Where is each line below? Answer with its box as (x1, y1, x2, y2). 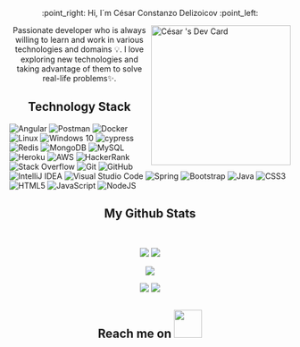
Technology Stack (28, 99, 131, 114)
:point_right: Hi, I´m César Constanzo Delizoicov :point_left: (41, 8, 259, 18)
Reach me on (97, 326, 172, 342)
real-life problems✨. (42, 73, 117, 83)
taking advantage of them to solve (16, 63, 143, 74)
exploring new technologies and (21, 54, 138, 64)
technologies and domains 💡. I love (14, 44, 145, 55)
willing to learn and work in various (14, 35, 145, 45)
